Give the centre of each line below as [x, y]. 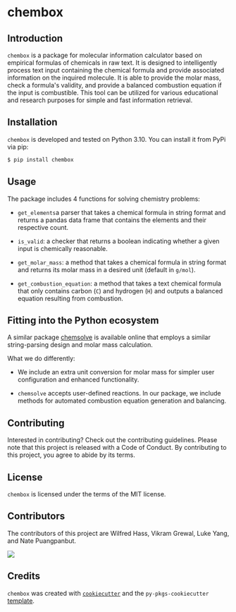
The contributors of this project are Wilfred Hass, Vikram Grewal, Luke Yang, [118, 533]
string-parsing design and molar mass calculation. [80, 345]
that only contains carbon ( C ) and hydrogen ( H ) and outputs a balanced [120, 290]
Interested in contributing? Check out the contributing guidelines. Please [112, 440]
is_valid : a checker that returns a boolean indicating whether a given [118, 241]
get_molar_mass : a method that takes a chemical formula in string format [122, 262]
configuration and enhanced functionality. [78, 380]
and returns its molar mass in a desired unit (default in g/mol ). [106, 269]
